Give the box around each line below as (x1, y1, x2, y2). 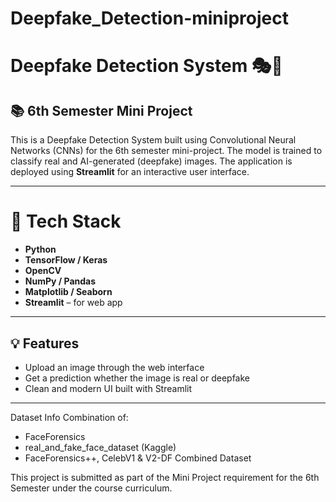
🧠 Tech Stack (10, 210, 122, 233)
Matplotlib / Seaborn (24, 286, 113, 298)
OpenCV (24, 265, 62, 277)
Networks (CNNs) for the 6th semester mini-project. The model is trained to (10, 145, 323, 157)
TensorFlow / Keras (24, 254, 108, 266)
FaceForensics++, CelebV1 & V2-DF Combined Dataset (24, 452, 252, 464)
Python (24, 243, 57, 256)
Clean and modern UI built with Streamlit (24, 382, 193, 394)
